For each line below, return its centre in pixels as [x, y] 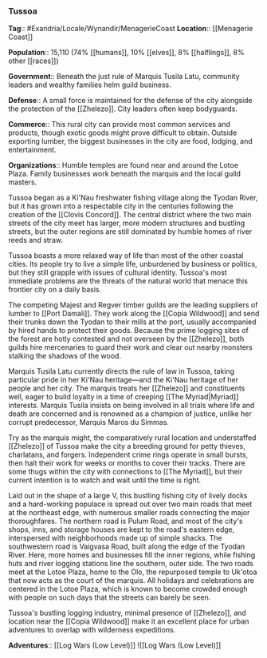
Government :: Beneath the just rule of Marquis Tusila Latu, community [124, 77]
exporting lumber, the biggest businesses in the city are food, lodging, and [130, 141]
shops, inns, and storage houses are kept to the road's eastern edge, [122, 529]
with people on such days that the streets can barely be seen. [110, 597]
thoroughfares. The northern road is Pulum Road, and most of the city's [126, 521]
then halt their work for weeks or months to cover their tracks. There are [127, 463]
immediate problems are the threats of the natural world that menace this [128, 281]
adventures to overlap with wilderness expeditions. [92, 630]
